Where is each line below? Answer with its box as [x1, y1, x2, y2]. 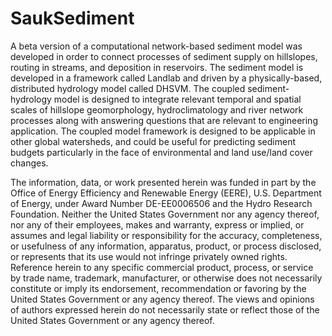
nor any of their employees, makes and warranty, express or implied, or [10, 218, 305, 231]
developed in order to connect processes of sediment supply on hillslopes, [10, 50, 318, 62]
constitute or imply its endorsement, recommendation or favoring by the [10, 282, 307, 294]
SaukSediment [10, 7, 135, 30]
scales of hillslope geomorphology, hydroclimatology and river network [10, 103, 304, 116]
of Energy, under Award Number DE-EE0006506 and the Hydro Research [10, 197, 313, 209]
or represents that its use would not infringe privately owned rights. [10, 250, 288, 262]
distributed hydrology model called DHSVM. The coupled [10, 82, 246, 94]
